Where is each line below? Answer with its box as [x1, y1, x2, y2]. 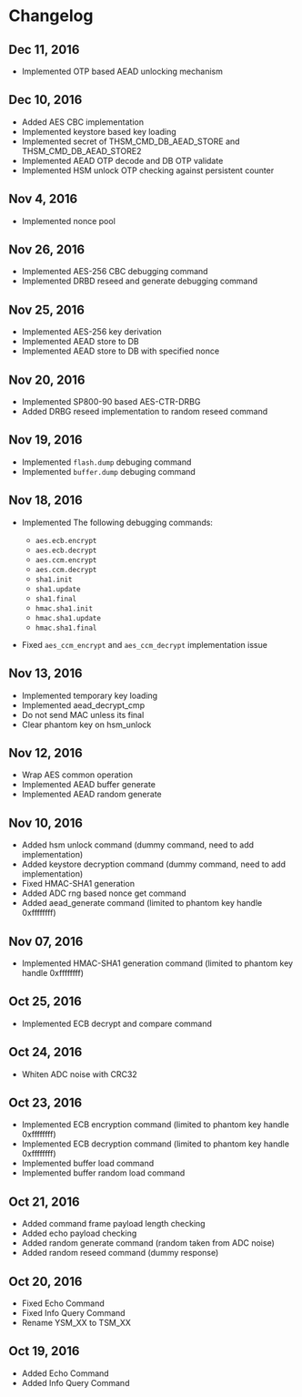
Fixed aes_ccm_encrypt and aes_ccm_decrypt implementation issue [21, 639, 267, 650]
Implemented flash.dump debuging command [21, 457, 192, 467]
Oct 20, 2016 [8, 1273, 83, 1289]
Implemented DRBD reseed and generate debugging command [21, 275, 258, 287]
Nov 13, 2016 [8, 666, 83, 682]
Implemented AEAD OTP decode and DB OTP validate [21, 155, 224, 166]
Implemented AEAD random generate [21, 789, 163, 800]
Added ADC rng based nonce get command [21, 888, 187, 899]
